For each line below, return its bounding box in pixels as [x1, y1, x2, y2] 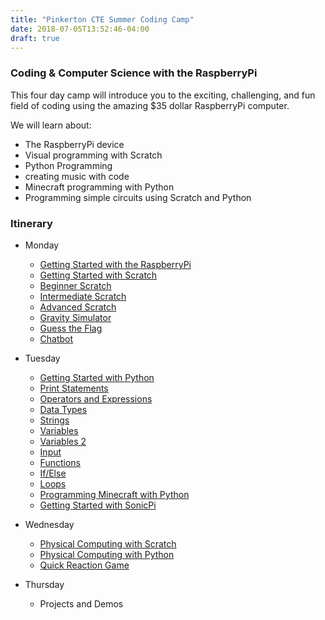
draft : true [10, 33, 60, 43]
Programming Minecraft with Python [39, 488, 190, 500]
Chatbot [39, 332, 74, 345]
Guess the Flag [39, 322, 103, 334]
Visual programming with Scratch [24, 149, 163, 161]
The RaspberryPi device [24, 138, 125, 150]
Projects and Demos [39, 597, 124, 610]
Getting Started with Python [39, 371, 155, 383]
